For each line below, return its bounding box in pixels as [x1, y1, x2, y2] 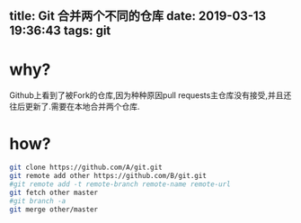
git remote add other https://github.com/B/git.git [9, 172, 207, 181]
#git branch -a [9, 196, 66, 205]
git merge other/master [9, 205, 99, 214]
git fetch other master [9, 188, 99, 197]
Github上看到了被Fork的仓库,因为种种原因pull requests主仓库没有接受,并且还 [9, 90, 292, 101]
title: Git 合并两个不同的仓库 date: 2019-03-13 [9, 8, 267, 24]
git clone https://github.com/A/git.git [9, 163, 164, 173]
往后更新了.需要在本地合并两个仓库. [9, 102, 141, 112]
